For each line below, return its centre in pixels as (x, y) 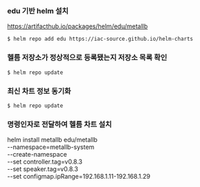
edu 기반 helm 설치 (38, 10)
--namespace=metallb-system (51, 147)
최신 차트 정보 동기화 (39, 91)
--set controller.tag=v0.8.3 (45, 162)
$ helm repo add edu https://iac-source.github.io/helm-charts (100, 39)
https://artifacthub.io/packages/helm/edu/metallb (78, 26)
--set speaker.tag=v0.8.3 (43, 169)
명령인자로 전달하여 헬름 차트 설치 (60, 124)
